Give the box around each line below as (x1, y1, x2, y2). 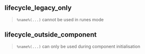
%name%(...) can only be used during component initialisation (16, 43, 141, 49)
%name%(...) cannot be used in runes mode (16, 16, 104, 22)
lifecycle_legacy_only (4, 4, 72, 12)
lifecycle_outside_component (4, 31, 97, 39)
